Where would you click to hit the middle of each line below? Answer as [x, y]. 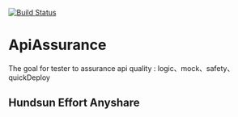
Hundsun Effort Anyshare [74, 103]
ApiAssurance [57, 45]
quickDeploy [30, 77]
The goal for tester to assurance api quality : [82, 68]
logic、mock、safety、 [196, 68]
